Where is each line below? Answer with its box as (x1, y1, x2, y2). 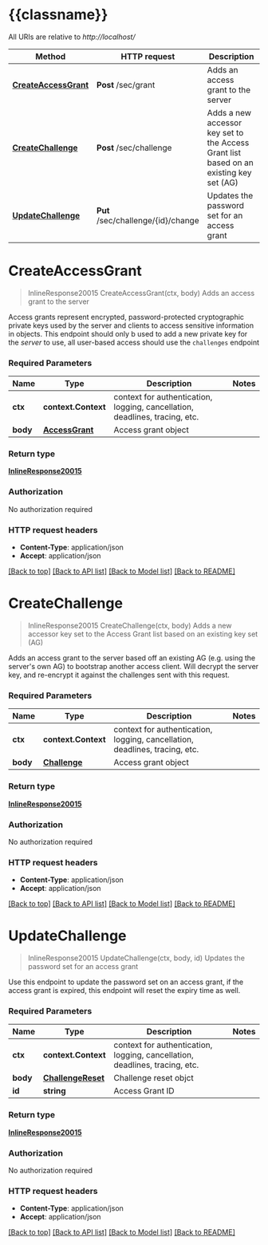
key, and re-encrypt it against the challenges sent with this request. (8, 670, 230, 680)
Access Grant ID (113, 1085, 175, 1097)
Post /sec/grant (96, 79, 156, 90)
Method (35, 50, 66, 61)
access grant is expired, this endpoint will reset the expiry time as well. (8, 986, 241, 995)
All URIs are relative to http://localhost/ (8, 32, 136, 41)
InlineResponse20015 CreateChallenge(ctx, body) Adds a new (27, 621, 232, 630)
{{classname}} (8, 6, 108, 24)
